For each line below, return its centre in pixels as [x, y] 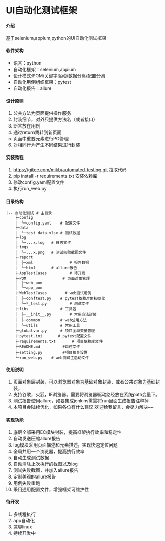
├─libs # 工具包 [46, 309]
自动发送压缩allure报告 [37, 438]
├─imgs [22, 247]
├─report [24, 257]
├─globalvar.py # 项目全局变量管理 [55, 331]
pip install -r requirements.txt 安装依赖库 [55, 176]
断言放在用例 [26, 125]
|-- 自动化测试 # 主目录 [29, 213]
